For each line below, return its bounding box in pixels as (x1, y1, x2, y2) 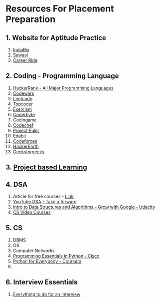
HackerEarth (12, 143, 39, 149)
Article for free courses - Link (12, 193, 74, 200)
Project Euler (12, 127, 39, 133)
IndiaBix (12, 47, 29, 52)
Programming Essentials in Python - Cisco (12, 253, 100, 259)
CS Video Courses (12, 209, 51, 215)
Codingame (12, 117, 37, 123)
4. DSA (5, 180, 28, 189)
